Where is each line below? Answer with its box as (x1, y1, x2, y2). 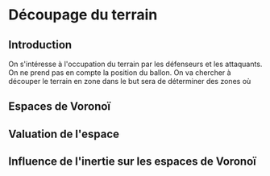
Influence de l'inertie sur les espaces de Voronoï (8, 155, 256, 169)
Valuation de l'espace (8, 127, 119, 140)
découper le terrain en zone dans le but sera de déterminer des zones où (8, 77, 251, 86)
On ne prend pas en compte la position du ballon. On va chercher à (8, 68, 231, 78)
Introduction (8, 38, 73, 52)
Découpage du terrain (8, 6, 158, 24)
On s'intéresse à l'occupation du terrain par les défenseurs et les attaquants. (8, 59, 263, 69)
